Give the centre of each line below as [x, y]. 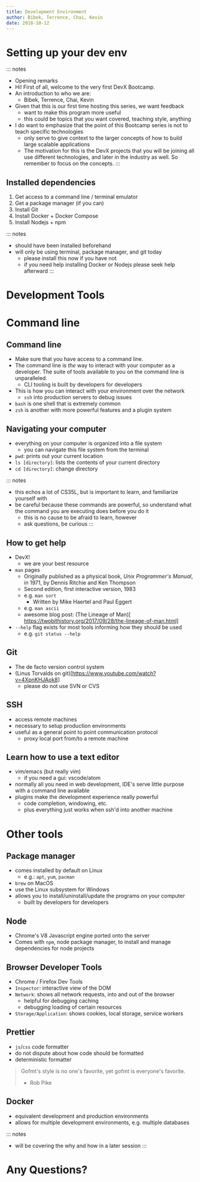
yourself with [31, 499]
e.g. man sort [40, 595]
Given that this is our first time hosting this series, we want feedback [99, 106]
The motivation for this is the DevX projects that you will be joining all [109, 151]
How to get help [36, 543]
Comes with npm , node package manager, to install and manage [93, 942]
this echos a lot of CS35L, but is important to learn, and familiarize [96, 492]
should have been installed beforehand [63, 246]
